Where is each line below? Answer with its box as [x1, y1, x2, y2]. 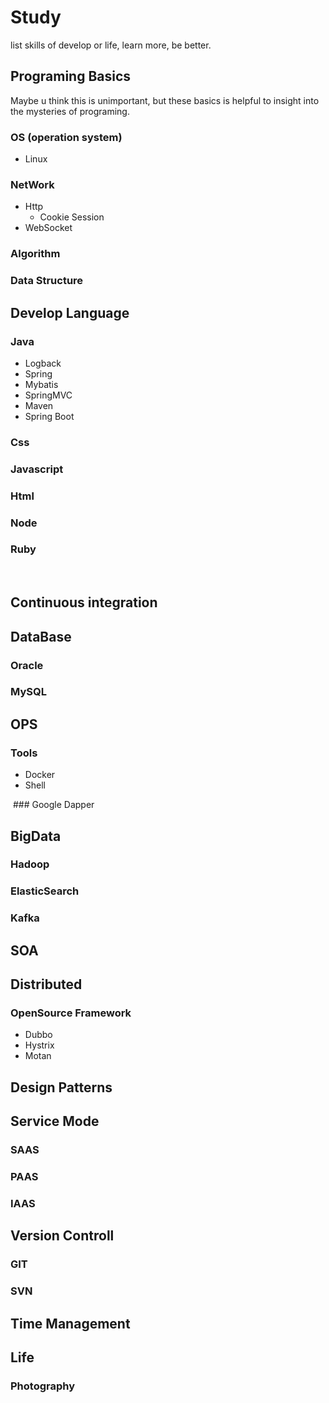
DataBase [10, 628, 72, 645]
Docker [24, 769, 56, 781]
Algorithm [10, 247, 61, 261]
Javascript [10, 462, 64, 476]
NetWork [10, 177, 55, 191]
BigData [10, 827, 62, 845]
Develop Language [10, 304, 130, 321]
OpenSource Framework [10, 1006, 132, 1020]
